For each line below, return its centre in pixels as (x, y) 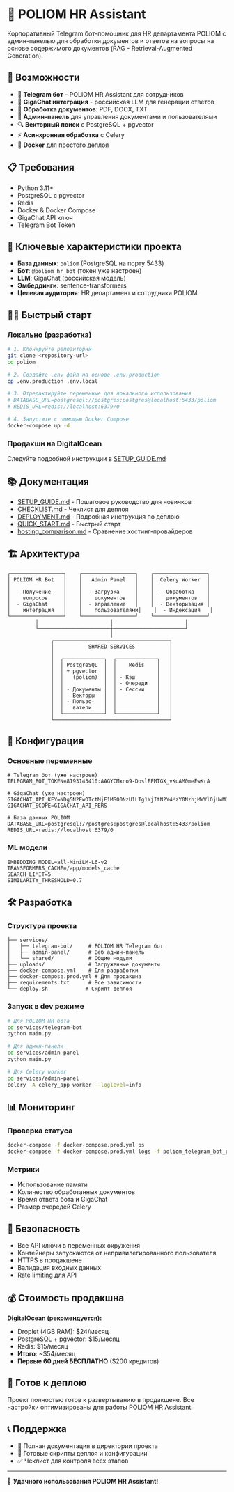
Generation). (25, 56)
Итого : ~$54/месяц (46, 1353)
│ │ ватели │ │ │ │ (112, 707)
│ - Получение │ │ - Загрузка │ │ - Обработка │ (109, 592)
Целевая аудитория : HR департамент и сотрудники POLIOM (107, 293)
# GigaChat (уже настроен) (46, 794)
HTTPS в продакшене (49, 1260)
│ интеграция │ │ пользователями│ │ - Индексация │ (110, 610)
